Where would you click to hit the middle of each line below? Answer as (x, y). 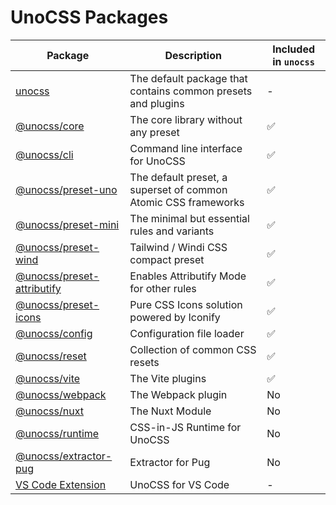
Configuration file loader (187, 333)
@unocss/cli (44, 154)
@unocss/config (54, 333)
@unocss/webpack (61, 394)
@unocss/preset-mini (67, 224)
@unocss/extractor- (64, 456)
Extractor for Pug (170, 462)
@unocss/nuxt (49, 411)
